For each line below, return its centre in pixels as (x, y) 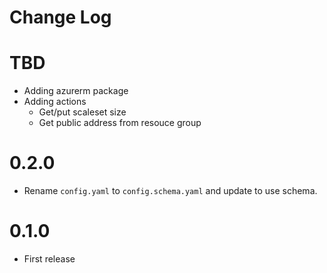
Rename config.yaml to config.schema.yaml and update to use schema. (170, 191)
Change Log (60, 17)
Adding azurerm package (76, 91)
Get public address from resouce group (120, 123)
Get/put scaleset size (82, 112)
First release (49, 259)
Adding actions (55, 102)
